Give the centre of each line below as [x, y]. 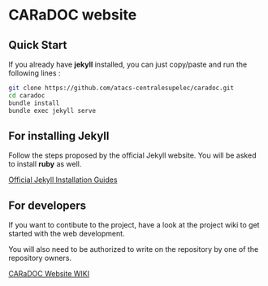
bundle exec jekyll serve [52, 110]
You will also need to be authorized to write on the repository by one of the [134, 249]
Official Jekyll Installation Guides [63, 180]
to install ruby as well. [45, 164]
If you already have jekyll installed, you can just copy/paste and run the [128, 64]
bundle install [34, 103]
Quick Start [38, 45]
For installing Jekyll [59, 136]
